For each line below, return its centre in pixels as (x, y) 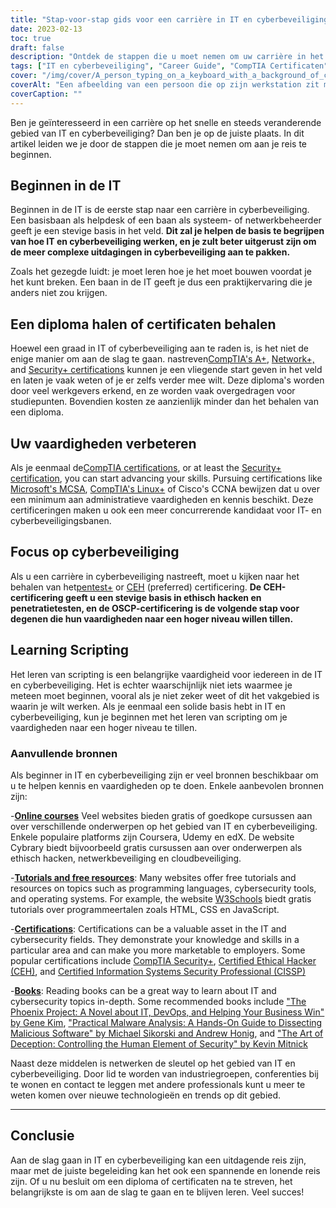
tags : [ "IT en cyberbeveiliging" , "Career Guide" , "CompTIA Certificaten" (169, 66)
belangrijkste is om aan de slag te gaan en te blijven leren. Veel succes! (157, 1192)
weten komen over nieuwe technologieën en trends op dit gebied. (146, 1095)
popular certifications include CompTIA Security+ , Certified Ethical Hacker (163, 960)
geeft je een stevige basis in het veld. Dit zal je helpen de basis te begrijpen (167, 231)
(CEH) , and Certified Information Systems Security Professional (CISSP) (158, 971)
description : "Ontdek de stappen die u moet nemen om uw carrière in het (167, 57)
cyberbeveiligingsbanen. (61, 521)
